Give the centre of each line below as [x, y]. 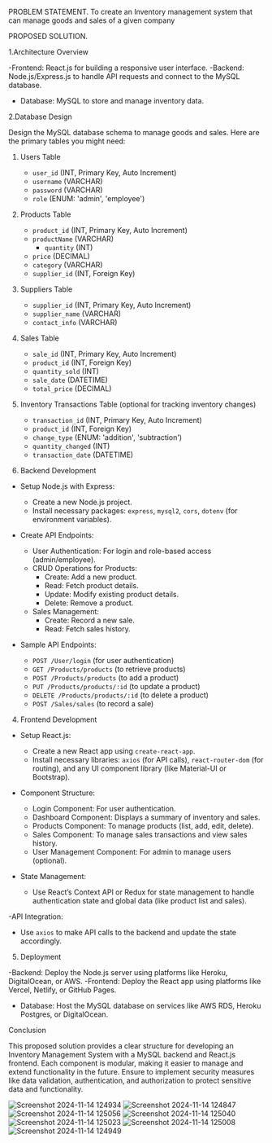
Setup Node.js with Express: [67, 486]
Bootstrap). [51, 777]
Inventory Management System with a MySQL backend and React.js [122, 1055]
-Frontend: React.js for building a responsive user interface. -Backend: [127, 68]
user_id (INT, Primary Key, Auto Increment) [104, 173]
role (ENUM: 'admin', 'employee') [89, 198]
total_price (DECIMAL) [72, 389]
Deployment [41, 957]
